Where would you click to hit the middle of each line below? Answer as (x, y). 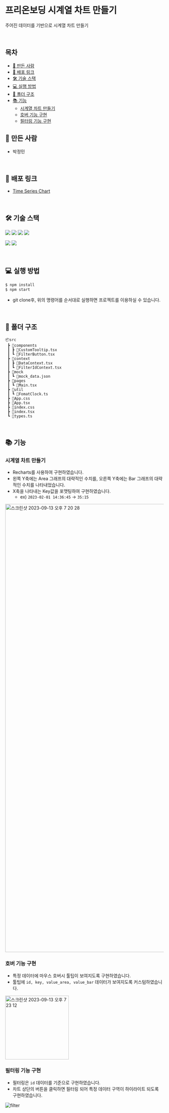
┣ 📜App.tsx (19, 403)
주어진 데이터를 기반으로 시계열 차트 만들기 (47, 25)
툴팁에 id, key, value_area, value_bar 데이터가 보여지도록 (72, 982)
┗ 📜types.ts (20, 416)
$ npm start (18, 289)
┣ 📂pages (17, 381)
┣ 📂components (22, 345)
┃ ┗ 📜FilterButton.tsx (31, 354)
